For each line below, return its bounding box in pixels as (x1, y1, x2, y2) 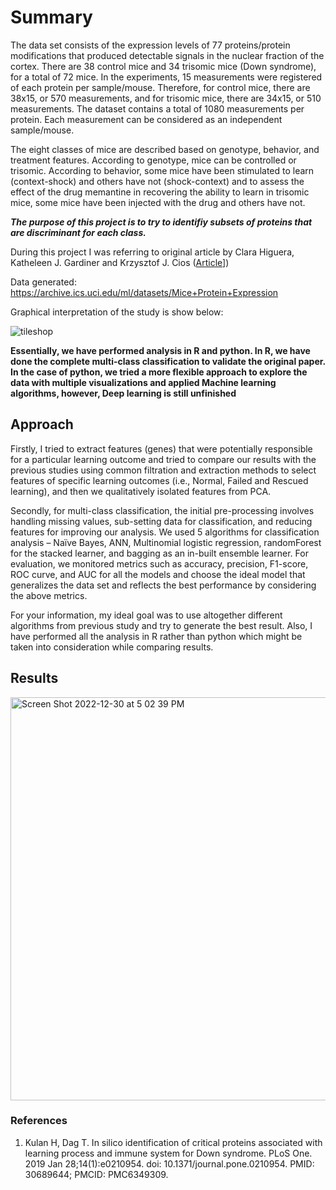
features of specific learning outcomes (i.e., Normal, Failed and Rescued (10, 474, 309, 486)
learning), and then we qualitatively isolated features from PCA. (10, 485, 272, 497)
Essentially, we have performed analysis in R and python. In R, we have (10, 344, 311, 356)
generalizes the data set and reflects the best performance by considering (10, 579, 317, 591)
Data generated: (10, 276, 77, 288)
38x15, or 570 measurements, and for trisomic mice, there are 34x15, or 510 (10, 92, 322, 104)
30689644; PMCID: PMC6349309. (24, 1168, 169, 1180)
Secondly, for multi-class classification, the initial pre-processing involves (10, 504, 315, 516)
